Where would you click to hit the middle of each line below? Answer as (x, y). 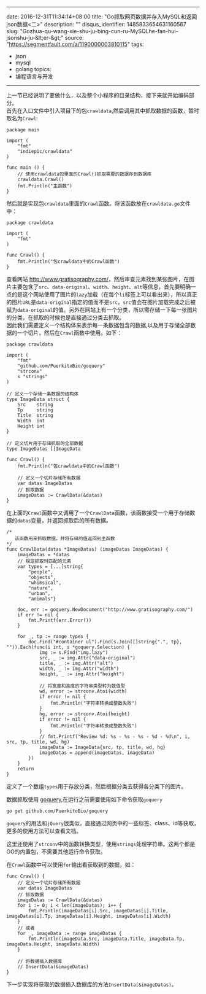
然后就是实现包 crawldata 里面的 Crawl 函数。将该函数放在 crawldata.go (93, 204)
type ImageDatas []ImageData (44, 449)
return (26, 769)
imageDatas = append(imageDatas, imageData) (97, 753)
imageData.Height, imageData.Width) (53, 944)
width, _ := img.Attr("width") (79, 669)
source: (74, 38)
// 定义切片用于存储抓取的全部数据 (45, 443)
